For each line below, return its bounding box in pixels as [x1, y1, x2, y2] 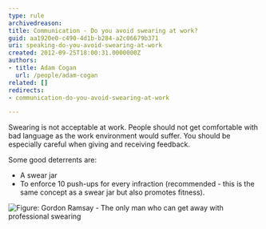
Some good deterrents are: [8, 155, 97, 165]
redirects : [8, 86, 45, 94]
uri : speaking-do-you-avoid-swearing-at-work [8, 42, 162, 50]
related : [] [8, 78, 48, 86]
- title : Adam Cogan [8, 64, 77, 72]
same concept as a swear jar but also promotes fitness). [19, 187, 205, 197]
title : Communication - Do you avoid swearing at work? [8, 26, 198, 34]
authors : [8, 57, 38, 65]
